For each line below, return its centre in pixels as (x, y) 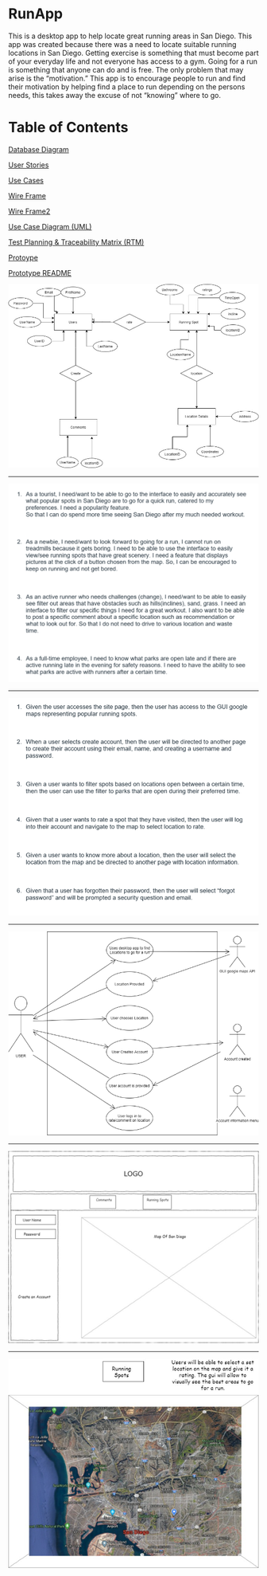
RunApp (36, 14)
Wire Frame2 (29, 211)
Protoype (23, 257)
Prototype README (40, 272)
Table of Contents (68, 127)
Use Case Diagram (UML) (50, 226)
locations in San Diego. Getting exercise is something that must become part (133, 53)
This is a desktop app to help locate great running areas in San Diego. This (130, 36)
